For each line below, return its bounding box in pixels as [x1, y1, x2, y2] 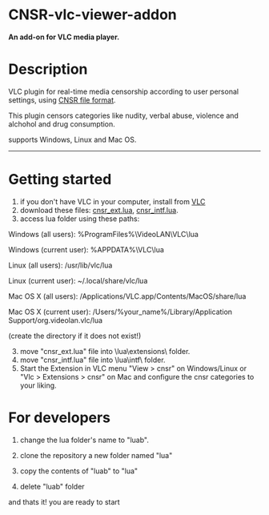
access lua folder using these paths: [19, 214, 140, 223]
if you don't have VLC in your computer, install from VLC [19, 196, 206, 206]
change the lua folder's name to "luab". [19, 435, 150, 445]
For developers [8, 408, 110, 426]
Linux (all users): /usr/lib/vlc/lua [8, 260, 113, 270]
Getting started [8, 171, 112, 189]
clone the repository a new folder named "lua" [19, 450, 173, 460]
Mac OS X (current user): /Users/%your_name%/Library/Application [8, 307, 233, 316]
